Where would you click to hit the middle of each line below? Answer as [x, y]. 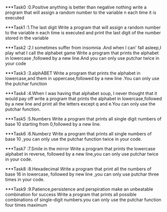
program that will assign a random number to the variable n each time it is [81, 12]
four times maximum [26, 205]
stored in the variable [27, 38]
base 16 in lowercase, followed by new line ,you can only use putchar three [82, 174]
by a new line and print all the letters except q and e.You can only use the [80, 104]
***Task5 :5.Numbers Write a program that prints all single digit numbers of [83, 119]
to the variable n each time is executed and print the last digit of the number [83, 33]
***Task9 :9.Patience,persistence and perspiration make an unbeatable [79, 189]
